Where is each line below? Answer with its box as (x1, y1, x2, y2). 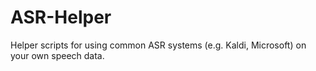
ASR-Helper (10, 6, 112, 29)
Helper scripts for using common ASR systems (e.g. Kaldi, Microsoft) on (10, 39, 307, 51)
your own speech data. (10, 49, 105, 61)
